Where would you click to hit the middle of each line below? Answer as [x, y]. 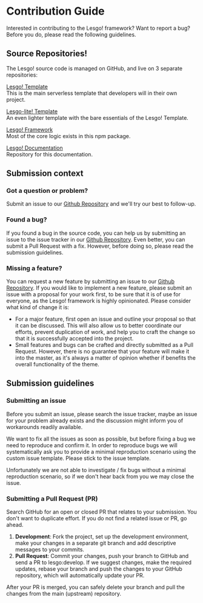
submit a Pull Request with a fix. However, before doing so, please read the [100, 246]
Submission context [45, 174]
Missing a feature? [34, 268]
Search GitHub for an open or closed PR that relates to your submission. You [101, 512]
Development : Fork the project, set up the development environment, [102, 537]
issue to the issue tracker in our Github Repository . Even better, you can [96, 239]
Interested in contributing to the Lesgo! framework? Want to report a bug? [98, 28]
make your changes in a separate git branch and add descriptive [96, 543]
